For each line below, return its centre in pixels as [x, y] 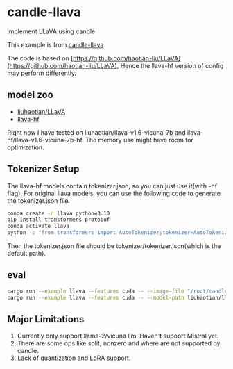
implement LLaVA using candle [51, 31]
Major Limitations [46, 319]
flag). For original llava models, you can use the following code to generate [114, 193]
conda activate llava [38, 227]
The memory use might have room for [140, 140]
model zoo [30, 95]
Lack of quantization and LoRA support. [74, 358]
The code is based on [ [40, 58]
